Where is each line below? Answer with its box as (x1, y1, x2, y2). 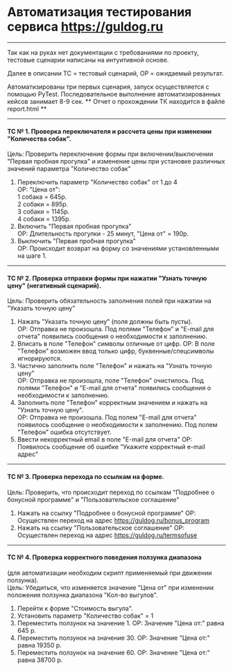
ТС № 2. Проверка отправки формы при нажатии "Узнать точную (7, 274, 207, 282)
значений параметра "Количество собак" (7, 164, 131, 173)
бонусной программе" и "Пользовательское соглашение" (7, 495, 180, 503)
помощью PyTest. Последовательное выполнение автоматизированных (7, 89, 221, 98)
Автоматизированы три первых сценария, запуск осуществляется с (7, 82, 209, 91)
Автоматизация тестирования (7, 4, 192, 20)
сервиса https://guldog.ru (7, 19, 164, 35)
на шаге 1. (17, 252, 47, 260)
